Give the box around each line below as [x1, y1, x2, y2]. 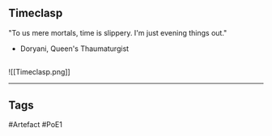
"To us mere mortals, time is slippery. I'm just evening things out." [8, 28, 227, 37]
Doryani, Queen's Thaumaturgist [19, 44, 130, 53]
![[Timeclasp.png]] [8, 67, 70, 77]
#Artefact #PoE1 [8, 120, 63, 130]
